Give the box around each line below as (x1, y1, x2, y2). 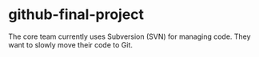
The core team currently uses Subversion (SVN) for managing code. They (8, 32, 251, 41)
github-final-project (8, 6, 145, 24)
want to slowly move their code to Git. (8, 40, 133, 49)
